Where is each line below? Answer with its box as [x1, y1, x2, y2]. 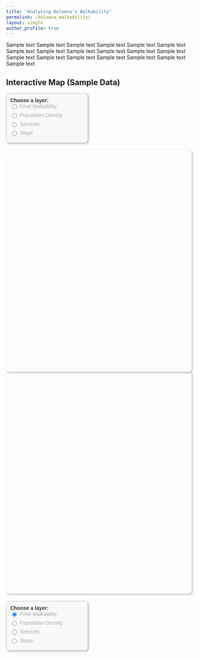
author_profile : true [6, 25, 59, 31]
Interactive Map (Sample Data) [6, 77, 121, 87]
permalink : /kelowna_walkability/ [6, 14, 91, 20]
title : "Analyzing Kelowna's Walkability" [6, 8, 112, 15]
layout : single [6, 20, 44, 25]
